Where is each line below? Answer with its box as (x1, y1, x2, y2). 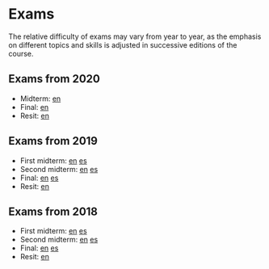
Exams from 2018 (8, 204, 99, 218)
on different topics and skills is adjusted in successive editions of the (8, 40, 237, 49)
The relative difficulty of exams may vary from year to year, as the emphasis (8, 32, 262, 41)
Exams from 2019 (8, 134, 99, 148)
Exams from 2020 (8, 72, 101, 86)
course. (8, 48, 34, 58)
